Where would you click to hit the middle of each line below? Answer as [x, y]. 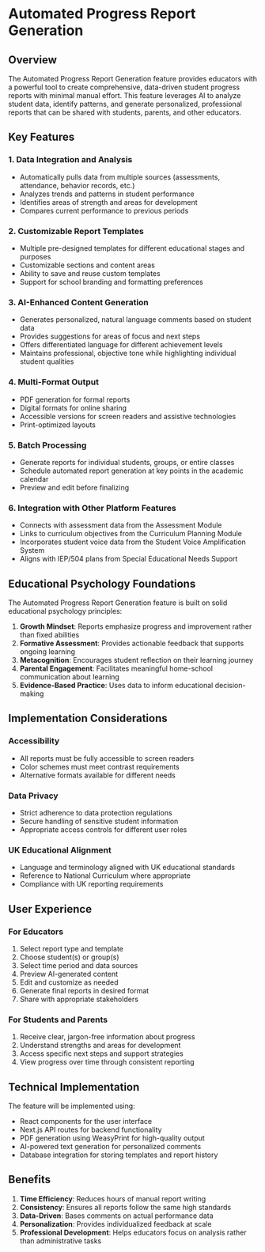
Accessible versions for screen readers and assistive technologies [128, 416]
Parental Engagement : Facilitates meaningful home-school [116, 668]
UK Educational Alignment [60, 849]
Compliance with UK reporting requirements [91, 884]
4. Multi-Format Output [54, 382]
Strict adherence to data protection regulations [96, 812]
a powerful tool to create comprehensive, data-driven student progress [124, 87]
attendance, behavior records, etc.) [77, 185]
